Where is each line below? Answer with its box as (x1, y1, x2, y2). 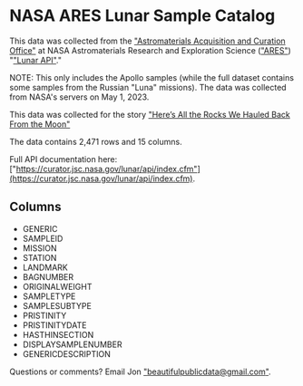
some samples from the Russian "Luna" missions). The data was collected (9, 82, 288, 92)
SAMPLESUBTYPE (22, 300, 93, 311)
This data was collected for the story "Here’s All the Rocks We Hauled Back (9, 109, 290, 120)
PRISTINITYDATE (22, 319, 87, 331)
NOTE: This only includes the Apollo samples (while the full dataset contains (9, 72, 295, 82)
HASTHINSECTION (22, 329, 94, 340)
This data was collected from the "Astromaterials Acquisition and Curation (9, 35, 286, 46)
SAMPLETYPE (22, 291, 76, 302)
